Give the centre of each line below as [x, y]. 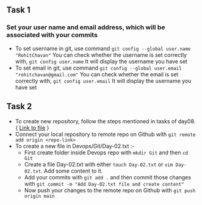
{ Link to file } [32, 128]
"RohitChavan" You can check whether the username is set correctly [101, 55]
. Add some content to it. [72, 171]
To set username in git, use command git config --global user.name [103, 48]
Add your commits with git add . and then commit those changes [107, 177]
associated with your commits [52, 35]
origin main [39, 196]
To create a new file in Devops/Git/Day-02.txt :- [75, 146]
